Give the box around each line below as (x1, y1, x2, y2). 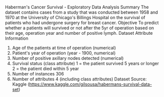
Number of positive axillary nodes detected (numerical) (12, 55, 124, 61)
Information (5, 35, 28, 41)
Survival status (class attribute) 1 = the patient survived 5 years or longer (12, 61, 159, 66)
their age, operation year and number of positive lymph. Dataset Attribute (5, 30, 153, 36)
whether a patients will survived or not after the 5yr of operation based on (5, 25, 154, 31)
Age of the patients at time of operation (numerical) (12, 45, 116, 50)
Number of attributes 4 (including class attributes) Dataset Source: (12, 76, 147, 82)
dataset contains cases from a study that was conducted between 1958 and (5, 9, 158, 15)
